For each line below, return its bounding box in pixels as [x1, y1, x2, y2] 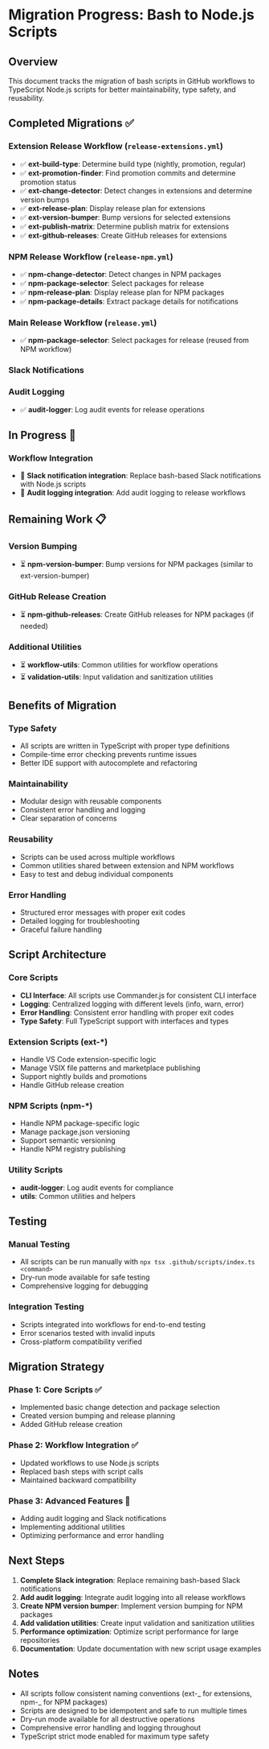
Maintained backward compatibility [19, 1475, 137, 1485]
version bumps [19, 195, 70, 205]
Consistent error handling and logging [19, 805, 146, 815]
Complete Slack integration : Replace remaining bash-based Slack [19, 1575, 241, 1585]
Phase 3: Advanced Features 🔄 [8, 1495, 131, 1507]
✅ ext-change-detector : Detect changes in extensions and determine [19, 185, 253, 195]
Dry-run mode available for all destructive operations [19, 1714, 195, 1724]
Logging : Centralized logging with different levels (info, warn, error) [19, 999, 245, 1008]
